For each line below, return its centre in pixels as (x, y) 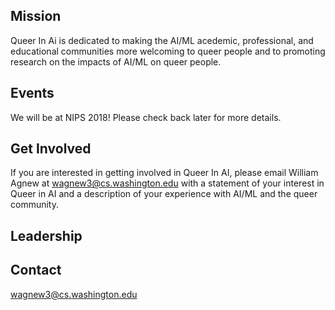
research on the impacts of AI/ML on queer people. (116, 61)
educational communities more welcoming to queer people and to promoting (168, 51)
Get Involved (51, 149)
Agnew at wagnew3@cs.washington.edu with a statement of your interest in (167, 183)
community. (34, 205)
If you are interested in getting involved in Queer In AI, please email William (164, 173)
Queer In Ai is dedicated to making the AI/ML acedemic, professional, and (162, 40)
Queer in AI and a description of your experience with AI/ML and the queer (164, 194)
